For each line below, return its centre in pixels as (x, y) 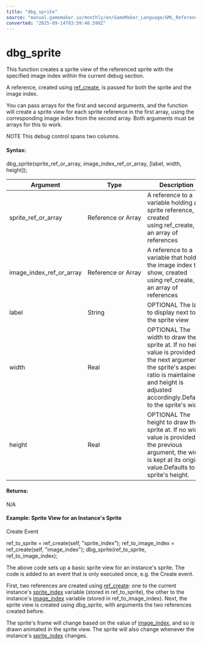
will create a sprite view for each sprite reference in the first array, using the (100, 112)
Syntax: (16, 150)
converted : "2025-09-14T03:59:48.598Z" (56, 23)
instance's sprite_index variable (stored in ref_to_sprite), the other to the (95, 592)
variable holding (170, 202)
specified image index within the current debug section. (75, 76)
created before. (26, 611)
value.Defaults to (171, 467)
